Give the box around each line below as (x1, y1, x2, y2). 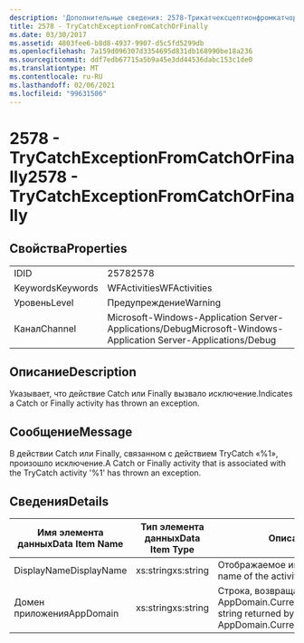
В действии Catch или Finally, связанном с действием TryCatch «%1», (9, 448, 279, 459)
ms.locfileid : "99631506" (9, 89, 107, 98)
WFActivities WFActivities (107, 282, 213, 294)
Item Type (150, 542, 195, 555)
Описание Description (9, 364, 138, 379)
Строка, (217, 584, 253, 597)
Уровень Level (14, 296, 74, 309)
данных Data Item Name (17, 537, 124, 550)
